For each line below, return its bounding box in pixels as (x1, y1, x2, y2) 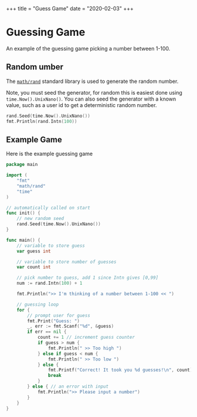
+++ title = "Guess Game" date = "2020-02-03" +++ (6, 5, 134, 12)
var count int (16, 264, 51, 270)
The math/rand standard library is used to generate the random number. (6, 78, 179, 85)
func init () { (6, 210, 41, 216)
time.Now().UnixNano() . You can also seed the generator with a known (6, 95, 176, 102)
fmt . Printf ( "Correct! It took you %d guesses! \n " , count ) (47, 367, 193, 373)
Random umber (6, 62, 63, 72)
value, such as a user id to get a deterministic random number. (6, 101, 157, 108)
